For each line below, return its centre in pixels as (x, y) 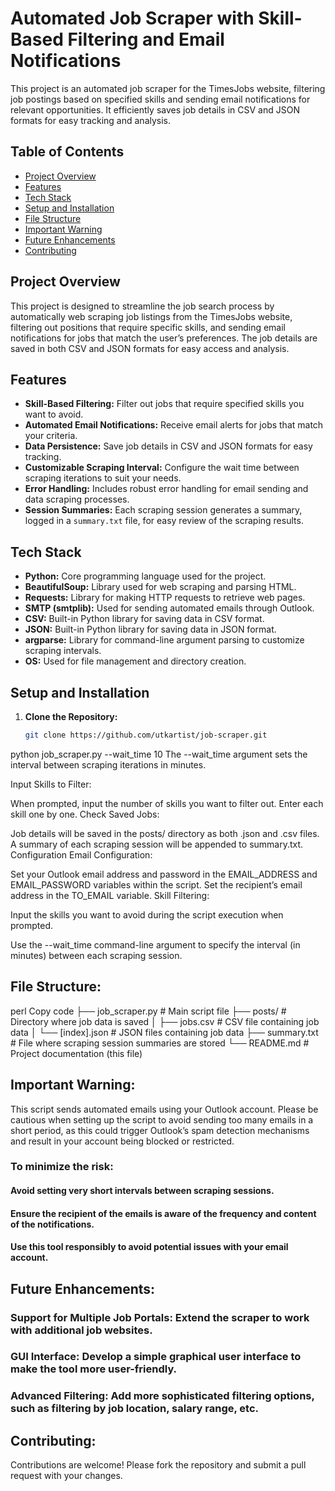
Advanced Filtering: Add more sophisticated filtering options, (162, 1396)
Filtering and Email (146, 39)
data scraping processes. (77, 499)
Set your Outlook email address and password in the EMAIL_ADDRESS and (164, 874)
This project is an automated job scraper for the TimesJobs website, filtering (168, 88)
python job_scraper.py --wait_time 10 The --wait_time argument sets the (159, 754)
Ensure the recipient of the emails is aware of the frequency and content (163, 1213)
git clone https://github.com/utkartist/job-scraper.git (146, 735)
